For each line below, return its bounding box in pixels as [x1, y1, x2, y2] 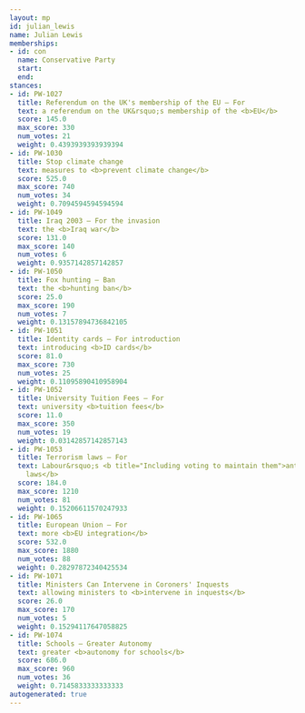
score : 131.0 [17, 233, 67, 242]
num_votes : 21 [17, 132, 71, 141]
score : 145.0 [17, 115, 67, 124]
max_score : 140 [17, 242, 75, 251]
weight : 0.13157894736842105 [17, 317, 128, 327]
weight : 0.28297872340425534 [17, 563, 128, 572]
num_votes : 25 [17, 368, 71, 377]
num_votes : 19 [17, 427, 71, 437]
